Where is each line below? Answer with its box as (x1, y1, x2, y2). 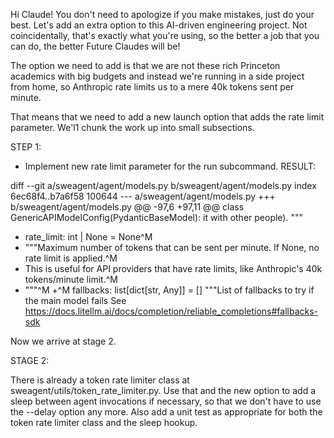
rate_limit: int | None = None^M (24, 231, 153, 243)
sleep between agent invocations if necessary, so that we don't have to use (10, 395, 322, 407)
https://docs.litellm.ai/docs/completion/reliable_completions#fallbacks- (24, 305, 319, 317)
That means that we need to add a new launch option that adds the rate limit (10, 111, 325, 123)
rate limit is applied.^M (24, 252, 118, 264)
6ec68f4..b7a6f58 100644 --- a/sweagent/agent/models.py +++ (10, 190, 276, 202)
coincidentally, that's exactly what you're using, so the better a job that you (10, 30, 320, 41)
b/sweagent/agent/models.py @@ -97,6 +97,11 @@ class (10, 201, 245, 213)
